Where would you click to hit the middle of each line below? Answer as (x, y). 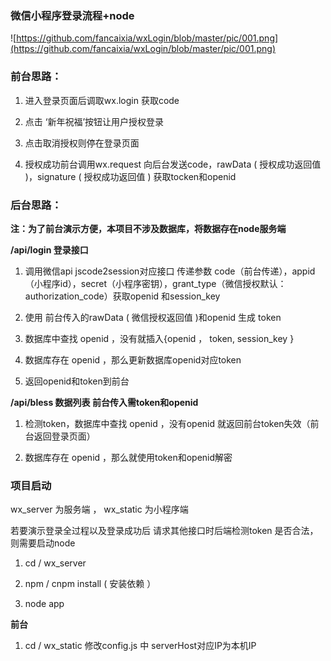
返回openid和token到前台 (77, 381)
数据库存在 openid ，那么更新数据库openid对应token (133, 359)
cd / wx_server (55, 563)
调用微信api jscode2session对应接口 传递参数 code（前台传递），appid (170, 271)
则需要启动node (43, 543)
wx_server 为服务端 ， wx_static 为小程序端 (99, 509)
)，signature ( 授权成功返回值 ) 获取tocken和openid (130, 176)
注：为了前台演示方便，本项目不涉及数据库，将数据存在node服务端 (148, 228)
